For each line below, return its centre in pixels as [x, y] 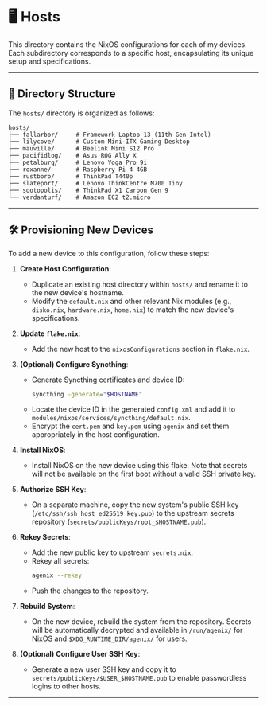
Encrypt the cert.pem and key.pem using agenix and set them [130, 426]
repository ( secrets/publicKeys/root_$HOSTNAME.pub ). [119, 522]
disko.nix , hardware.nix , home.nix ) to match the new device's [133, 310]
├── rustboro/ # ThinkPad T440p [71, 176]
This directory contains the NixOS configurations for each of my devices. [128, 44]
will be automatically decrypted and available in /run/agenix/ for [137, 630]
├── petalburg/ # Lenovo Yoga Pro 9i [78, 162]
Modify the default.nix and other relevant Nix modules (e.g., [132, 301]
